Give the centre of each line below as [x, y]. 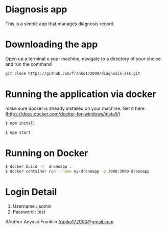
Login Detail [31, 192]
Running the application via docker [81, 94]
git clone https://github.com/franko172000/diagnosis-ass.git [73, 73]
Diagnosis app [36, 9]
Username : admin [32, 206]
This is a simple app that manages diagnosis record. [60, 24]
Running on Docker [47, 153]
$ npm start [18, 132]
